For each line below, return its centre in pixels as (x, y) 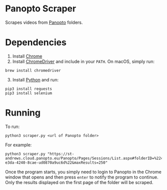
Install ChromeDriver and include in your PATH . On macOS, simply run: (83, 61)
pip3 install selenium (29, 93)
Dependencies (36, 42)
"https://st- (61, 154)
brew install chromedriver (33, 70)
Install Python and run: (35, 79)
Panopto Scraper (41, 9)
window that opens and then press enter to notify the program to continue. (82, 177)
